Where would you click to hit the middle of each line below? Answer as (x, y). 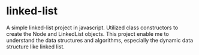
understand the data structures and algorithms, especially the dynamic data (100, 40)
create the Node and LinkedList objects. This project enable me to (88, 33)
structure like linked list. (35, 47)
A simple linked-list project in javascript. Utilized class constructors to (92, 27)
